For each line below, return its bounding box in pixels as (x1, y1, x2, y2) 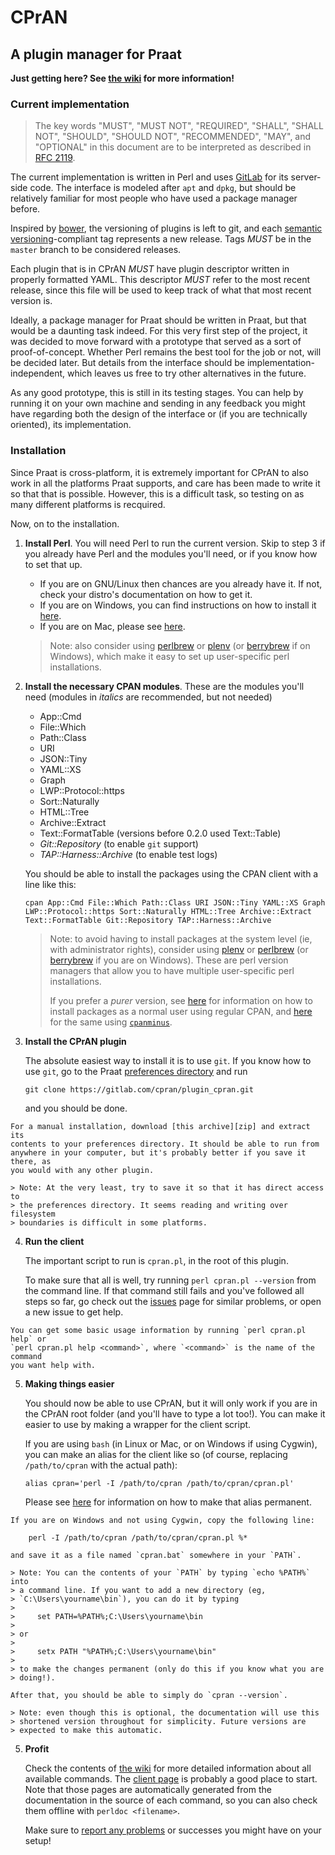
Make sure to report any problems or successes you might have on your (24, 1824, 322, 1836)
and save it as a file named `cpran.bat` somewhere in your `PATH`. (10, 1550, 302, 1560)
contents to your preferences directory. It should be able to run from (10, 1139, 320, 1149)
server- (290, 171, 322, 183)
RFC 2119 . (34, 152, 76, 164)
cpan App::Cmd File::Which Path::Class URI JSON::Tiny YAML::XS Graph (24, 897, 326, 908)
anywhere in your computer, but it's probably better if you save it (10, 1147, 307, 1158)
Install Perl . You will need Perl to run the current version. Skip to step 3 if (24, 537, 326, 549)
